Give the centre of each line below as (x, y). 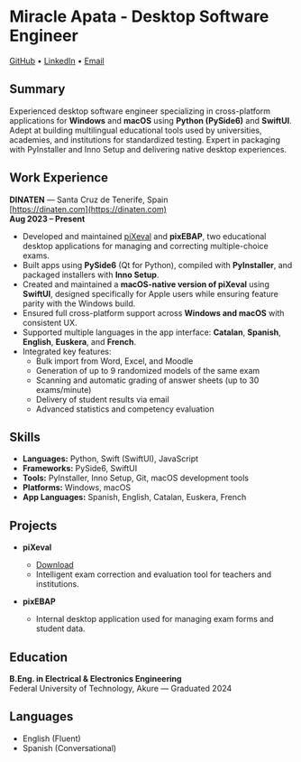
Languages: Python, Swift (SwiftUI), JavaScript (110, 459)
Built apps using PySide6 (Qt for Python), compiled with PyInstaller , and (157, 265)
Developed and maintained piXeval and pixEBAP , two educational (144, 236)
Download (55, 565)
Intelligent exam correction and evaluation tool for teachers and (154, 574)
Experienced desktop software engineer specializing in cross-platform (140, 111)
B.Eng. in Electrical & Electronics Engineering (96, 678)
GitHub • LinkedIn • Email (57, 60)
